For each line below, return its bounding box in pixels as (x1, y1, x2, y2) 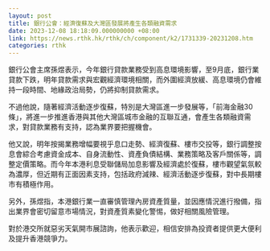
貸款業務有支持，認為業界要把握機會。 (29, 122, 157, 132)
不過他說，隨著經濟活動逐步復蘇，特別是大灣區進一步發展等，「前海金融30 (8, 102, 253, 112)
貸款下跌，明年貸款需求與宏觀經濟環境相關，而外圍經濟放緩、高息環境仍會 (8, 75, 255, 84)
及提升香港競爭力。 (8, 234, 72, 244)
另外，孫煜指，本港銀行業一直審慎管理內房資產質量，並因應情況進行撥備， (8, 196, 255, 206)
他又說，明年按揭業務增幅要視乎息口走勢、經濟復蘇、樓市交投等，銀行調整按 (8, 139, 262, 149)
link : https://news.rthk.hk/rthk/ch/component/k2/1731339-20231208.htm (8, 34, 253, 43)
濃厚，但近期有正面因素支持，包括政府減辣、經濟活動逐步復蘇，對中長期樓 (14, 170, 262, 179)
